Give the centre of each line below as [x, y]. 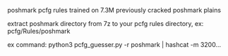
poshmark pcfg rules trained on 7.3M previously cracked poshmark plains [114, 10]
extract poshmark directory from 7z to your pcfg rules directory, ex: [106, 23]
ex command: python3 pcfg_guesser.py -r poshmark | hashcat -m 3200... [114, 44]
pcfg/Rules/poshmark [39, 31]
